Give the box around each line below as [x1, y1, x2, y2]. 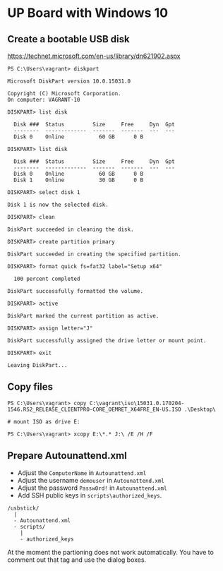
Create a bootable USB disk [7, 33, 130, 45]
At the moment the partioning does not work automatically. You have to [7, 548, 214, 556]
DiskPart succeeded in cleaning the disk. [7, 226, 134, 233]
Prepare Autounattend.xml [7, 450, 127, 462]
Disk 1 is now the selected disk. [7, 201, 109, 208]
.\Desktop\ [183, 406, 217, 413]
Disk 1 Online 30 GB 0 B [13, 176, 143, 184]
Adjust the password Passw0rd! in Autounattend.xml [17, 483, 167, 492]
